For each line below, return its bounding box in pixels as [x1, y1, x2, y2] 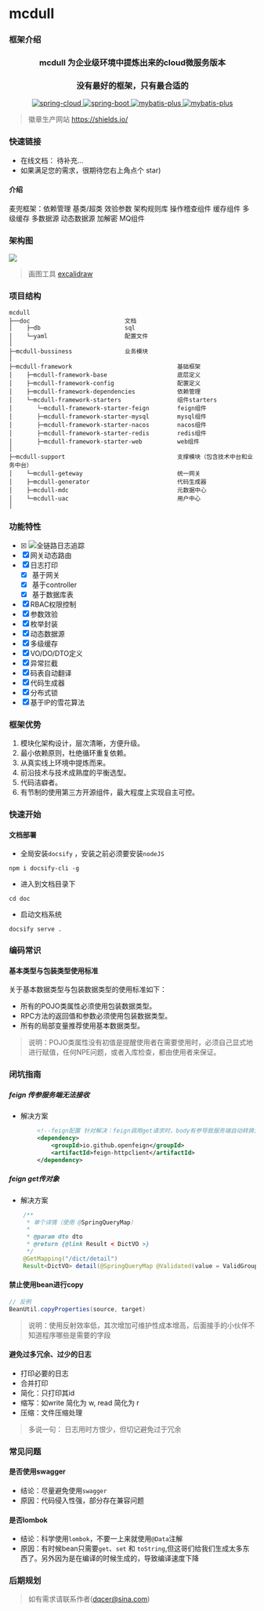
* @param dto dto [26, 1233, 83, 1241]
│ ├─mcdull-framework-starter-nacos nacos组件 [9, 421, 207, 429]
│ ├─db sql [9, 324, 136, 332]
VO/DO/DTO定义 [30, 648, 83, 658]
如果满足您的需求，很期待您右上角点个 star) [20, 166, 161, 175]
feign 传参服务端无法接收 [9, 1090, 90, 1099]
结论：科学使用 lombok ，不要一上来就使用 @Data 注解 [20, 1534, 183, 1544]
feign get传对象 [9, 1174, 60, 1183]
